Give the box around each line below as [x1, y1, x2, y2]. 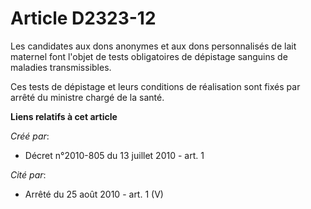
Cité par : [10, 168, 47, 181]
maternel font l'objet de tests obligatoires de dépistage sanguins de [10, 50, 288, 62]
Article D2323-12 [10, 7, 157, 30]
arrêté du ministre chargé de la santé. [10, 91, 165, 103]
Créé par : [10, 130, 50, 142]
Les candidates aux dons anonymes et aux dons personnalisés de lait [10, 40, 297, 52]
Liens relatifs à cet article [10, 110, 118, 122]
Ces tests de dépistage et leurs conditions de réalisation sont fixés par [10, 80, 301, 92]
